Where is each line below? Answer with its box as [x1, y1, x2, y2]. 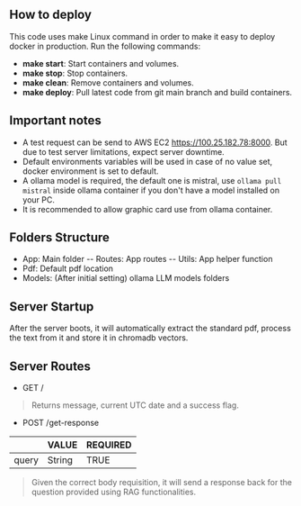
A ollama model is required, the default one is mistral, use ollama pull [22, 175, 282, 185]
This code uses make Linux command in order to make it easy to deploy [9, 31, 276, 41]
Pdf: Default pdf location [22, 263, 114, 274]
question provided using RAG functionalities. [31, 486, 196, 498]
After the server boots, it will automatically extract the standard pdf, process [9, 323, 292, 334]
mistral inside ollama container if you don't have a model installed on [22, 185, 280, 195]
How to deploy [9, 7, 93, 23]
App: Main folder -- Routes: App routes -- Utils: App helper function [22, 254, 273, 265]
